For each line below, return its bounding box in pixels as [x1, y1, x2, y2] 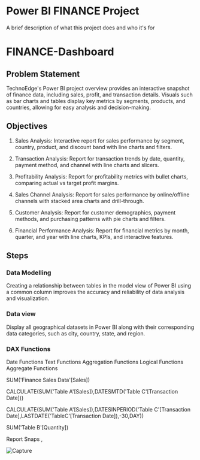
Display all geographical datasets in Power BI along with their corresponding [6, 323, 195, 331]
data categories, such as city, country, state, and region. [6, 329, 146, 337]
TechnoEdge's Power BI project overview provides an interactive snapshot [6, 84, 190, 92]
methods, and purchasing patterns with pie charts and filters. [14, 215, 166, 222]
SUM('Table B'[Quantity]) [6, 424, 69, 431]
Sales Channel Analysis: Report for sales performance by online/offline [14, 190, 190, 198]
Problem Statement [6, 69, 80, 79]
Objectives [6, 121, 48, 131]
